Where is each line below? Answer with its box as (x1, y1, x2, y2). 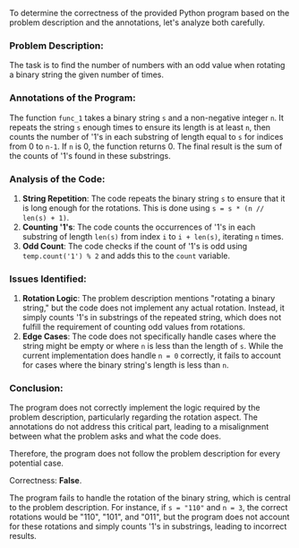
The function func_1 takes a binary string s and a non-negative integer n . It (9, 112, 285, 123)
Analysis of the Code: (9, 172, 106, 185)
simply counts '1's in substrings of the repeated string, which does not (21, 312, 282, 323)
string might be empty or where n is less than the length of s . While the (21, 341, 284, 352)
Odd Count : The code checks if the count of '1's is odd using (21, 240, 248, 251)
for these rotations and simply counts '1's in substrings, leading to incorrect (9, 521, 287, 532)
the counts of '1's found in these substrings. (9, 150, 172, 161)
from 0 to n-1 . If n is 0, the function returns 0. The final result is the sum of (9, 141, 283, 152)
